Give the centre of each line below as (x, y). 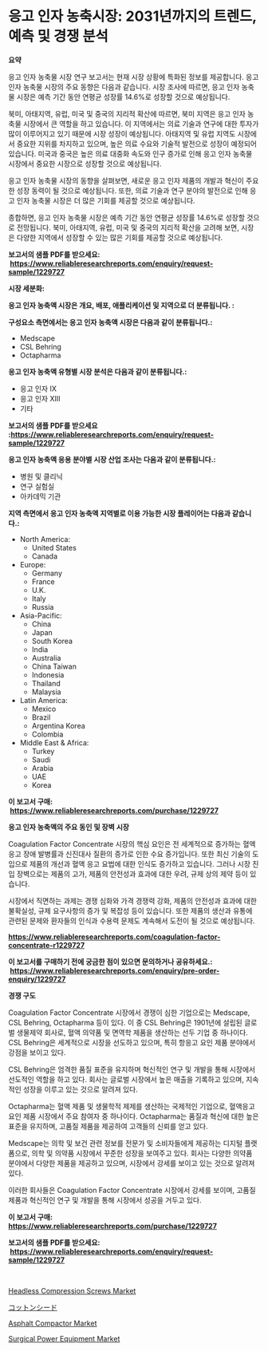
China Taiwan (54, 666)
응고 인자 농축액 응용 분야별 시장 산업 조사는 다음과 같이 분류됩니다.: (112, 459)
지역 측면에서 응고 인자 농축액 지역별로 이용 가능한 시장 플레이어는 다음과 (120, 513)
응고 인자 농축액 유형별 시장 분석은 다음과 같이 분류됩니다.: (98, 371)
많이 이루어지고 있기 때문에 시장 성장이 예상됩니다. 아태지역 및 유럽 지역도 (122, 133)
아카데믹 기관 (40, 496)
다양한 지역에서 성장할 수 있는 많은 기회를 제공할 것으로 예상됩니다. (120, 237)
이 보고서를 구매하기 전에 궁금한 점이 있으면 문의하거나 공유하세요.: (110, 962)
